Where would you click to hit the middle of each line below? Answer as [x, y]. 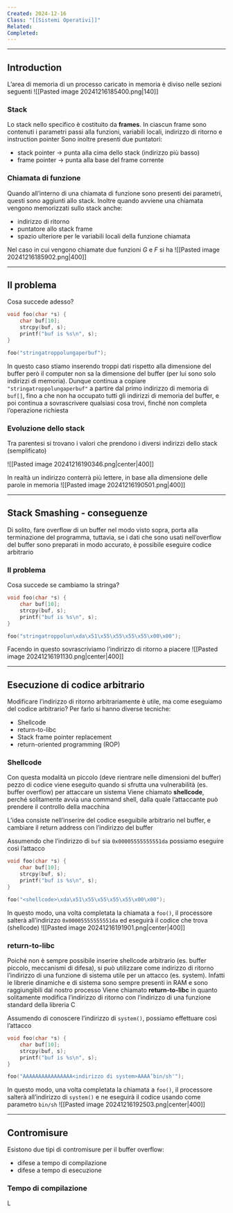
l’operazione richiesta [38, 410]
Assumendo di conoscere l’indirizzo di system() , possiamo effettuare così [112, 1018]
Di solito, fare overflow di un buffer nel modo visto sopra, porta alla [103, 530]
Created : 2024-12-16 [37, 14]
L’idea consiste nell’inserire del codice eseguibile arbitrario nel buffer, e [109, 820]
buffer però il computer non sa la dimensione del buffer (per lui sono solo [112, 373]
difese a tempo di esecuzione [59, 1170]
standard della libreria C [41, 1005]
